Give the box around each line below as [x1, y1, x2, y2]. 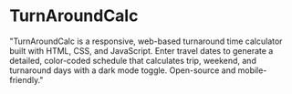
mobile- [237, 65, 267, 76]
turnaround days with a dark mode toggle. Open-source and [9, 65, 236, 76]
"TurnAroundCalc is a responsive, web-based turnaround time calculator [9, 36, 283, 47]
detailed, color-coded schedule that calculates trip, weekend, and [9, 55, 257, 66]
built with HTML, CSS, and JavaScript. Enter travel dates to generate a [9, 45, 274, 56]
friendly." [9, 74, 44, 85]
